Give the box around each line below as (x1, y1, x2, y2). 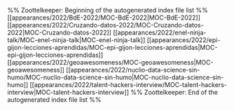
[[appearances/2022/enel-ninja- (113, 28, 207, 37)
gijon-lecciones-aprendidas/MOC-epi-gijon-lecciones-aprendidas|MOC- (7, 44, 218, 51)
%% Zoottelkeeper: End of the (130, 88, 219, 96)
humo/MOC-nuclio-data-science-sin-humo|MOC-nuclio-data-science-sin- (7, 73, 224, 81)
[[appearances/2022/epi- (146, 36, 221, 44)
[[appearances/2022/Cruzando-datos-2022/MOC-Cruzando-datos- (7, 21, 205, 29)
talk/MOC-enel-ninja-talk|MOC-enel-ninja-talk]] (7, 36, 146, 44)
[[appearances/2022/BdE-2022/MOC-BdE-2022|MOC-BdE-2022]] (7, 13, 201, 22)
